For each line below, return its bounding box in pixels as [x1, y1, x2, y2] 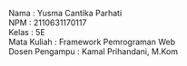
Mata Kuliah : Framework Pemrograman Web [8, 36, 176, 47]
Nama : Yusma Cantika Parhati [8, 8, 123, 18]
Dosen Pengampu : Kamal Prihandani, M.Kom [8, 46, 179, 57]
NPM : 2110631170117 [8, 17, 87, 28]
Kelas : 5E [8, 27, 46, 37]
